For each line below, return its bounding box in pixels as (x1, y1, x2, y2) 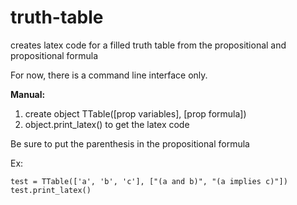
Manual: (10, 88, 46, 100)
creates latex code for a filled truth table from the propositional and (10, 39, 287, 51)
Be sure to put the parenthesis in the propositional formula (10, 137, 250, 150)
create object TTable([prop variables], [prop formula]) (24, 107, 247, 120)
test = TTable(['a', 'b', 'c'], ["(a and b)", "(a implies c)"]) (10, 176, 288, 186)
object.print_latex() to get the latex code (24, 118, 190, 130)
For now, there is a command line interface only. (10, 69, 208, 81)
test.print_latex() (10, 185, 92, 195)
